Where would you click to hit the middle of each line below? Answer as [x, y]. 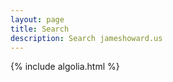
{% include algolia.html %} [65, 67]
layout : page [37, 19]
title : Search [40, 29]
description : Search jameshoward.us [86, 38]
